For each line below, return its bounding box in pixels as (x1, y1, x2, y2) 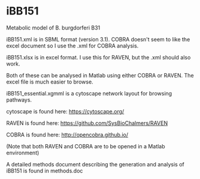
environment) (6, 149, 40, 156)
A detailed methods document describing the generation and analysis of (6, 160, 184, 168)
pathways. (6, 96, 32, 103)
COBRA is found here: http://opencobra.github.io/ (6, 131, 129, 138)
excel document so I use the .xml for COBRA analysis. (6, 42, 139, 49)
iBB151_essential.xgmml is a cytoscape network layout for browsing (6, 89, 172, 97)
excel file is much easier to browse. (6, 78, 94, 85)
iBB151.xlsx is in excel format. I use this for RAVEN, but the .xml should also (6, 53, 191, 61)
